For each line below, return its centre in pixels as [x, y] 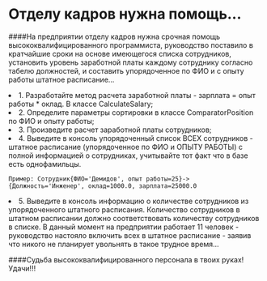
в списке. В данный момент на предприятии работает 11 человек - [124, 227]
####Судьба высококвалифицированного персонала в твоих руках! [126, 259]
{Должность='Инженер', [47, 186]
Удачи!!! [22, 268]
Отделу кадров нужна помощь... [125, 14]
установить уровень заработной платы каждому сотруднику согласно [131, 62]
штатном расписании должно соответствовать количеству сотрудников [134, 218]
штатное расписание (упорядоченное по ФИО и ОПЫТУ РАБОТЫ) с [125, 147]
